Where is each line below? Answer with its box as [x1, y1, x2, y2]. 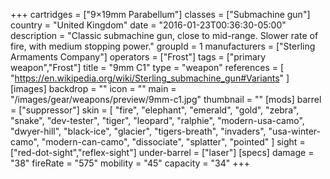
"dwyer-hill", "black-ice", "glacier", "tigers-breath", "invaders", [10, 125, 267, 137]
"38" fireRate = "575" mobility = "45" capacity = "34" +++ [10, 157, 250, 169]
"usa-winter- [268, 125, 321, 137]
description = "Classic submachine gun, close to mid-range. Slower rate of [10, 30, 319, 41]
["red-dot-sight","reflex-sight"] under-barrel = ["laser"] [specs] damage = [10, 147, 315, 158]
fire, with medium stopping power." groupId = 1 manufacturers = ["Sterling [10, 40, 316, 52]
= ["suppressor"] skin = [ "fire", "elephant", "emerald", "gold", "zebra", [10, 104, 300, 116]
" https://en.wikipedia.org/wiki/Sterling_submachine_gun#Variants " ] [10, 72, 290, 84]
